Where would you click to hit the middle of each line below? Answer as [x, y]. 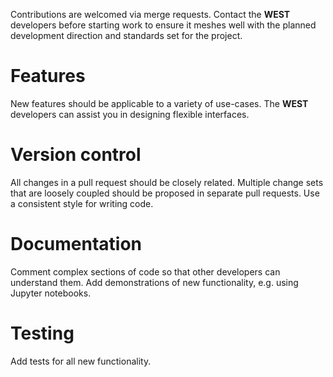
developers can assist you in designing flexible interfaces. [130, 114]
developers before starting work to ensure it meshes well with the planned [163, 25]
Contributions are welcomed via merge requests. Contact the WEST [150, 14]
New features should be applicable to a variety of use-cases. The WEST [159, 103]
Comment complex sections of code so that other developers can [145, 271]
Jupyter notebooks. [51, 293]
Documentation [76, 244]
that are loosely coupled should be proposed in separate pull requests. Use [165, 193]
